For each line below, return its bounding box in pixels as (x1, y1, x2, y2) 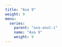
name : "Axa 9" (14, 30, 42, 35)
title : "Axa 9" (5, 7, 36, 12)
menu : (5, 16, 16, 21)
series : (9, 21, 25, 26)
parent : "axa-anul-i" (14, 25, 58, 30)
